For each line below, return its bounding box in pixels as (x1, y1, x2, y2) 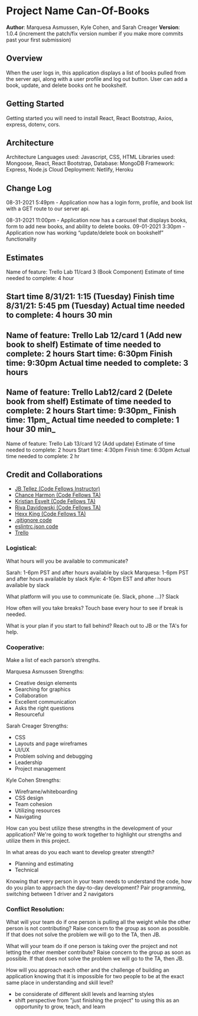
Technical (14, 866, 39, 873)
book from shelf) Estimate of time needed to (6, 397, 171, 407)
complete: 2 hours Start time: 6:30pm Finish (6, 349, 173, 359)
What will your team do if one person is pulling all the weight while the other (6, 918, 191, 926)
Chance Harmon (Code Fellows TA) (14, 492, 101, 499)
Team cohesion (14, 801, 53, 807)
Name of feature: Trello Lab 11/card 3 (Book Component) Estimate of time (6, 268, 184, 275)
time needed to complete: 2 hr (6, 452, 80, 459)
